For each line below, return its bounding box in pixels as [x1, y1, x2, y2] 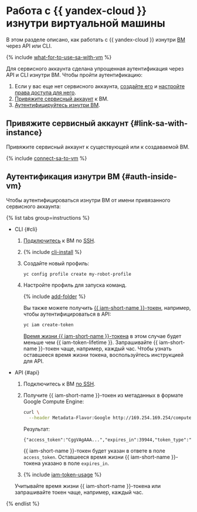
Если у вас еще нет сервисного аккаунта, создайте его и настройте [14, 82, 185, 89]
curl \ [23, 410, 40, 416]
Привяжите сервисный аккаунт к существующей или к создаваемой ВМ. [6, 143, 189, 150]
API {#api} [14, 369, 40, 376]
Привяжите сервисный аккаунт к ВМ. [14, 95, 109, 102]
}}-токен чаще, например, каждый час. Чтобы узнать [38, 345, 172, 352]
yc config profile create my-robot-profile [23, 271, 132, 277]
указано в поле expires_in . [42, 460, 110, 467]
